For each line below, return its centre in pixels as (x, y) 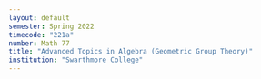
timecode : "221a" (41, 35)
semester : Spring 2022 (51, 26)
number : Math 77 (39, 43)
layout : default (39, 18)
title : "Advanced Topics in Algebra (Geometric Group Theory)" (131, 52)
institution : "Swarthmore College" (76, 60)
